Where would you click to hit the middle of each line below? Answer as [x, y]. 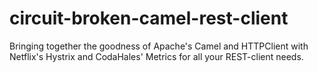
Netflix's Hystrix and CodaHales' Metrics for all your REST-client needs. [156, 56]
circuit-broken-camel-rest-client [149, 18]
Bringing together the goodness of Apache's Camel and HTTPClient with [159, 46]
